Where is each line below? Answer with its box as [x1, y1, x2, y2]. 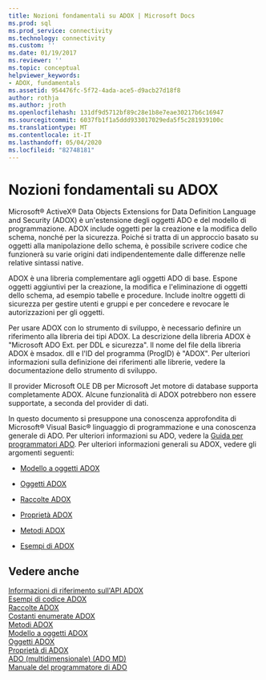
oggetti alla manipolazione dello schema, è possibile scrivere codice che [8, 241, 248, 251]
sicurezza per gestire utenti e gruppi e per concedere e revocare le [8, 299, 230, 309]
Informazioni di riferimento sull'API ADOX [8, 586, 144, 596]
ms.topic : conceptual [8, 64, 81, 72]
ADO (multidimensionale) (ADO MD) [8, 654, 127, 664]
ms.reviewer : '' [8, 57, 62, 65]
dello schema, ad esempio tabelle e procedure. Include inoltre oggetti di [8, 290, 246, 301]
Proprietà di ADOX [8, 646, 69, 655]
